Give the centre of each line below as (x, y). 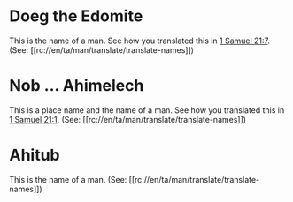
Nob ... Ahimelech (77, 86)
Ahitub (35, 155)
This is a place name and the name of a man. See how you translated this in (147, 110)
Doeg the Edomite (76, 16)
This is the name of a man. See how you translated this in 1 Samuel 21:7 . (140, 41)
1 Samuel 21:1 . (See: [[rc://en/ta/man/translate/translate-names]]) (127, 119)
